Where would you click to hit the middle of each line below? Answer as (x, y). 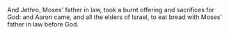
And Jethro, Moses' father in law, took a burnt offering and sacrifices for (111, 10)
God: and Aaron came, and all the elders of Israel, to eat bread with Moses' (115, 17)
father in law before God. (43, 24)
